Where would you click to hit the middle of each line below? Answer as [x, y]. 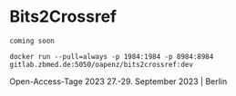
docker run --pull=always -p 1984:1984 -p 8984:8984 [112, 56]
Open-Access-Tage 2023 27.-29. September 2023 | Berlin [118, 81]
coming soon [32, 41]
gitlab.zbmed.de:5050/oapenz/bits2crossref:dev [102, 64]
